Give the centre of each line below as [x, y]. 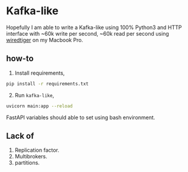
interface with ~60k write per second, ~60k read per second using [87, 33]
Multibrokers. [31, 157]
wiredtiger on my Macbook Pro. [45, 40]
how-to [20, 58]
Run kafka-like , [34, 95]
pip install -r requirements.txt [47, 84]
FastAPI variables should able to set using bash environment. [81, 117]
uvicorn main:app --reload [39, 106]
